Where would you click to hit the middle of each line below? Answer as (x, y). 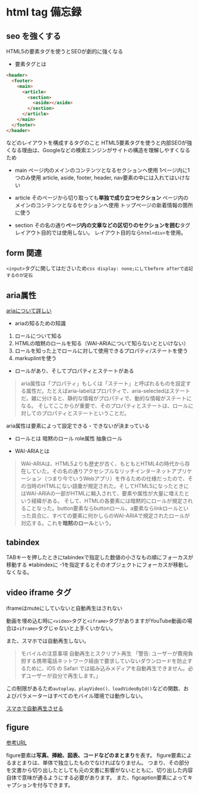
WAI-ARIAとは (32, 451)
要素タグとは (30, 64)
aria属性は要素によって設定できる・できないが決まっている (78, 426)
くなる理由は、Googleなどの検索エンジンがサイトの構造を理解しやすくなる (98, 150)
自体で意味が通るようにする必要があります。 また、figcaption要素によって (97, 777)
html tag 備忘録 (44, 12)
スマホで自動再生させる (35, 708)
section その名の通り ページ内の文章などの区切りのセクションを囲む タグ (102, 225)
